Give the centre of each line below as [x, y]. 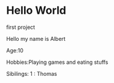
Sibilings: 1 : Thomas [32, 73]
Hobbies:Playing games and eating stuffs [57, 62]
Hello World [36, 11]
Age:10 [15, 50]
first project [21, 27]
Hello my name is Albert [36, 38]
